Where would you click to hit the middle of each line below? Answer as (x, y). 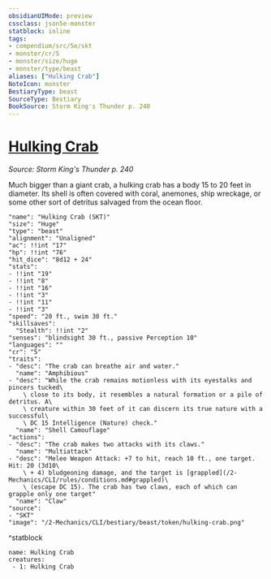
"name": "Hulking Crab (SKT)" (60, 217)
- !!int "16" (30, 288)
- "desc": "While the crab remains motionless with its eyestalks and (130, 381)
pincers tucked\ (36, 388)
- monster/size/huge (43, 62)
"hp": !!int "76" (38, 253)
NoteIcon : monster (39, 84)
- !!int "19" (30, 274)
